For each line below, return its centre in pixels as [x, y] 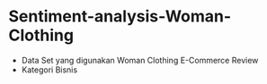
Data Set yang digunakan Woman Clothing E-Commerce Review [140, 60]
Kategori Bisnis [49, 70]
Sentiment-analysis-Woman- [120, 17]
